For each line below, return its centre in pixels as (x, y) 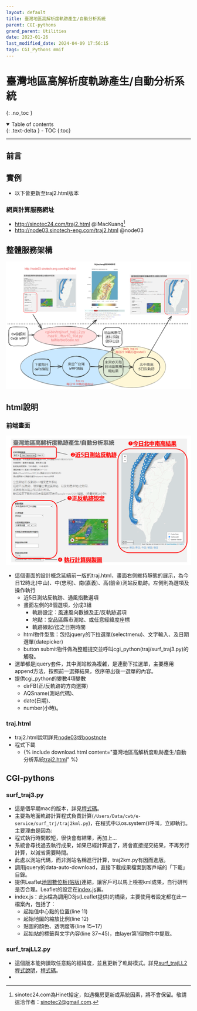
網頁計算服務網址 (30, 210)
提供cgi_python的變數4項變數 (50, 679)
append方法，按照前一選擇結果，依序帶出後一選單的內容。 (85, 671)
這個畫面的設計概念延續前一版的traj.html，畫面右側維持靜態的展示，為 (99, 576)
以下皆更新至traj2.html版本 (47, 193)
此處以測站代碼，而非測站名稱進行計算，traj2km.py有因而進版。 (91, 860)
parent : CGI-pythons (31, 25)
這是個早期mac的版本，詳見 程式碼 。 (58, 808)
